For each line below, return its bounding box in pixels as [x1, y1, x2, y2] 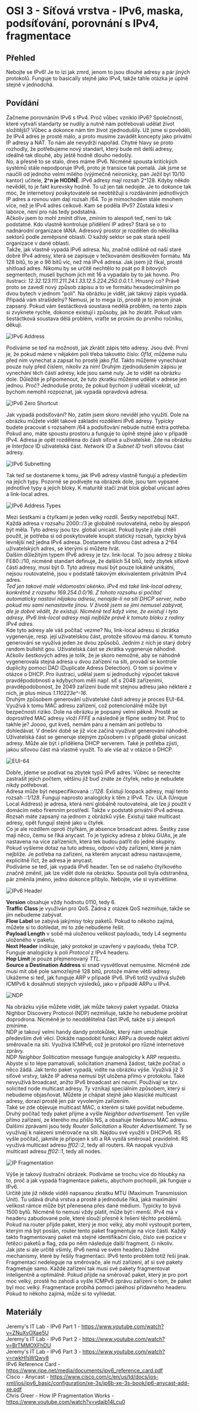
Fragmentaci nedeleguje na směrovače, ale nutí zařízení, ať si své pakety [6, 1258, 183, 1266]
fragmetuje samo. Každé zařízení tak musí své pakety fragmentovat [6, 1264, 170, 1272]
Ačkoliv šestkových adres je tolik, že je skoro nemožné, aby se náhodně [6, 652, 181, 659]
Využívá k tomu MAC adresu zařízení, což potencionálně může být [6, 702, 167, 709]
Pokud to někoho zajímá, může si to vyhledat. [6, 1290, 117, 1297]
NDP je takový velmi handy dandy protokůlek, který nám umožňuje [6, 1028, 168, 1035]
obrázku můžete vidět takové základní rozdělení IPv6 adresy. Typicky [6, 417, 174, 424]
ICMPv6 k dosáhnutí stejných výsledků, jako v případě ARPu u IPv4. [6, 980, 171, 987]
